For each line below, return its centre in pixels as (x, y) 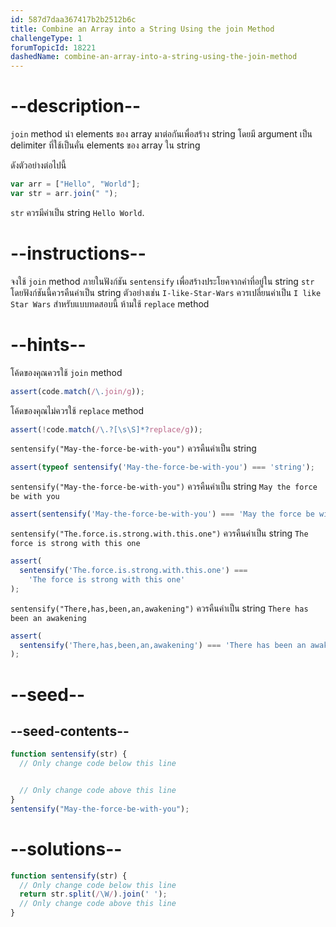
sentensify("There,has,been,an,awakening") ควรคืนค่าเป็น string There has (159, 608)
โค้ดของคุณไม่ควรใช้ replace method (77, 410)
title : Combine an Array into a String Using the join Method (142, 29)
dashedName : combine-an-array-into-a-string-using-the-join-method (154, 57)
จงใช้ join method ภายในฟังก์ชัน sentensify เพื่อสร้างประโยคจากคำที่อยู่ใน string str (162, 281)
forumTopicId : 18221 (53, 47)
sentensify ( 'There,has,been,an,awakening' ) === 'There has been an (163, 645)
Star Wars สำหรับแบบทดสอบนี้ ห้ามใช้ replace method (110, 303)
